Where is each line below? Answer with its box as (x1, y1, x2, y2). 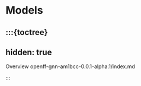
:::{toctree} (5, 27, 48, 37)
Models (5, 4, 43, 17)
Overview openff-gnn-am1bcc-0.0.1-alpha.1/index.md (5, 63, 136, 70)
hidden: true (5, 47, 52, 57)
